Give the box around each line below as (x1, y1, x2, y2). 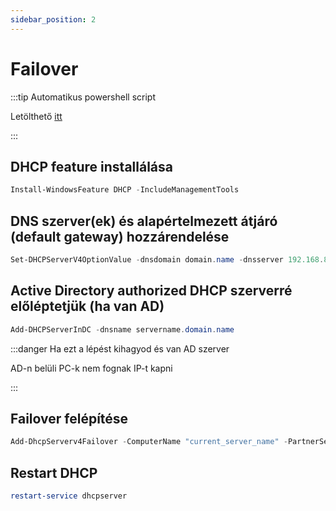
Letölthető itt (10, 110, 63, 122)
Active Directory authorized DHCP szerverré (10, 282, 293, 300)
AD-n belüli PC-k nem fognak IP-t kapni (10, 362, 173, 374)
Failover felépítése (10, 411, 129, 428)
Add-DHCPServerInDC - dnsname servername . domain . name (10, 324, 235, 335)
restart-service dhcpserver (10, 491, 128, 501)
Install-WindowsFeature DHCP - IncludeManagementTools (10, 185, 240, 195)
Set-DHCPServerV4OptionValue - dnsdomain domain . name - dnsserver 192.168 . (10, 255, 325, 265)
